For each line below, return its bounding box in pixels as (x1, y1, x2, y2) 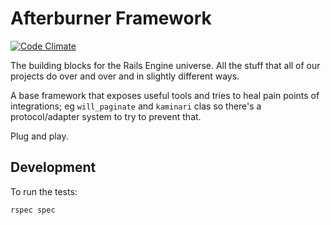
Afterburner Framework (10, 7, 212, 30)
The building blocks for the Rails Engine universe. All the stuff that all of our (10, 59, 321, 71)
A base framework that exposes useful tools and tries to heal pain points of (10, 89, 320, 101)
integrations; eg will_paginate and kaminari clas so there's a (10, 100, 262, 112)
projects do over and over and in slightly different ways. (10, 70, 240, 82)
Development (10, 159, 97, 176)
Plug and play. (10, 130, 69, 142)
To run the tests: (10, 185, 78, 197)
